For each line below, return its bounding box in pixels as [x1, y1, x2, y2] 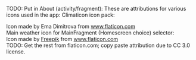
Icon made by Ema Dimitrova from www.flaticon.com [6, 23, 136, 30]
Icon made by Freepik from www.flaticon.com [6, 36, 119, 42]
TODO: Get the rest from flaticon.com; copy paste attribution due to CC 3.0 [6, 42, 191, 49]
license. [6, 48, 26, 55]
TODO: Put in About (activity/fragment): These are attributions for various [6, 5, 186, 12]
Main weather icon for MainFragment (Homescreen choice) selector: [6, 29, 175, 36]
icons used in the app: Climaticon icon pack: [6, 11, 115, 18]
